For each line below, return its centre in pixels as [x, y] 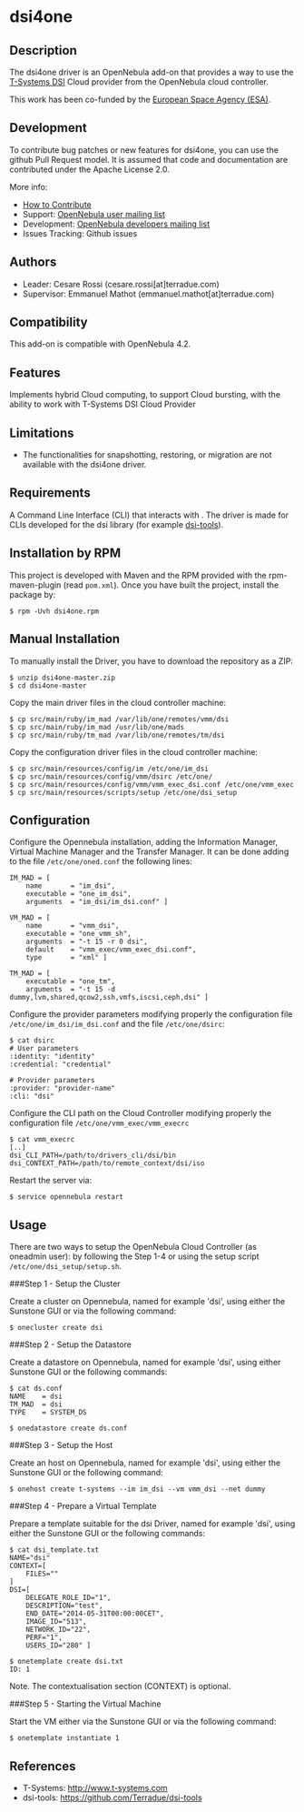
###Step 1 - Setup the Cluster [65, 1283]
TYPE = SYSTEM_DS [49, 1413]
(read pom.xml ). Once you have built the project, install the [171, 585]
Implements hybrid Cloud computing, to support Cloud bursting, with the [145, 395]
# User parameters [44, 1049]
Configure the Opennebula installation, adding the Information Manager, [144, 842]
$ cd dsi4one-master [49, 685]
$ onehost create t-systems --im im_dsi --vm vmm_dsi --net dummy [137, 1489]
